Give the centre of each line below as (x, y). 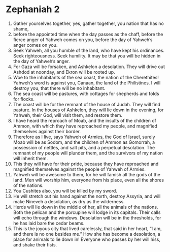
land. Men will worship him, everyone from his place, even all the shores (89, 180)
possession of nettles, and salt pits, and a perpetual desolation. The (84, 147)
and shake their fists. (35, 244)
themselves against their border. (47, 131)
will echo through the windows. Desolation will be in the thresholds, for (87, 217)
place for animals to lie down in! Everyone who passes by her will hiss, (87, 239)
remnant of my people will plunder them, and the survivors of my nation (88, 153)
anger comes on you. (35, 45)
